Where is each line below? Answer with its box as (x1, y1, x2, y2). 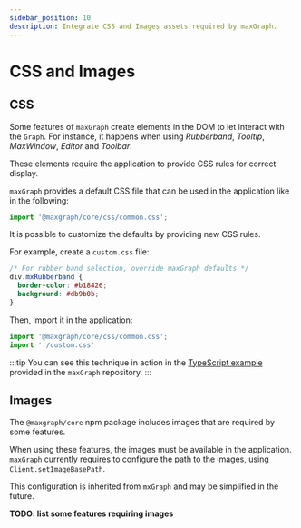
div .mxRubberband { (9, 273, 83, 282)
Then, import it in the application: (9, 314, 133, 325)
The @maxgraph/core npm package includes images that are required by (9, 417, 275, 428)
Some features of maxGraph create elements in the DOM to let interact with (9, 121, 286, 132)
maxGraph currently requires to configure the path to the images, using (9, 453, 269, 464)
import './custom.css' (9, 340, 95, 350)
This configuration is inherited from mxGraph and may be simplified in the (9, 481, 279, 492)
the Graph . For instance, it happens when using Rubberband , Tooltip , (9, 131, 265, 142)
